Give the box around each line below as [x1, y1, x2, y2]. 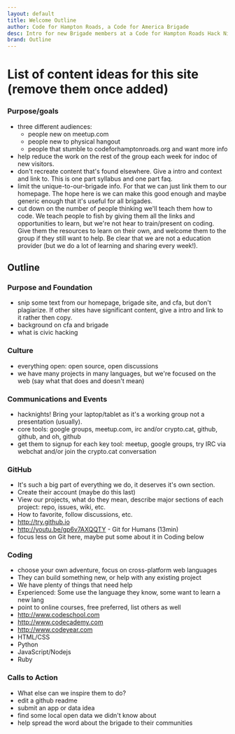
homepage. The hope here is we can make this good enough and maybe [17, 189, 227, 198]
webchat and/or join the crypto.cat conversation [17, 447, 157, 455]
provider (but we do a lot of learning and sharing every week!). [17, 241, 198, 249]
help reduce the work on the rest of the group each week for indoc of [17, 152, 218, 160]
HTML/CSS [17, 633, 50, 642]
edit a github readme [17, 696, 78, 705]
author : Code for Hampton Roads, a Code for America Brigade [7, 23, 190, 30]
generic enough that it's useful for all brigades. [17, 197, 152, 205]
